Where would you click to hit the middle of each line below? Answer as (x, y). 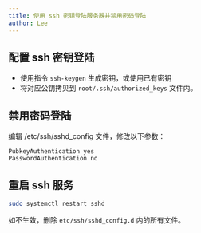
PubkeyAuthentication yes (51, 152)
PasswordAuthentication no (53, 159)
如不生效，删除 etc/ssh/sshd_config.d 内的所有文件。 (97, 219)
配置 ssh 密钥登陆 (51, 57)
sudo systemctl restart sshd (57, 203)
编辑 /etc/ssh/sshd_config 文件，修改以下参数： (87, 136)
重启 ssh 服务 (41, 185)
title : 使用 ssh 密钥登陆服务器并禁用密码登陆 (77, 16)
